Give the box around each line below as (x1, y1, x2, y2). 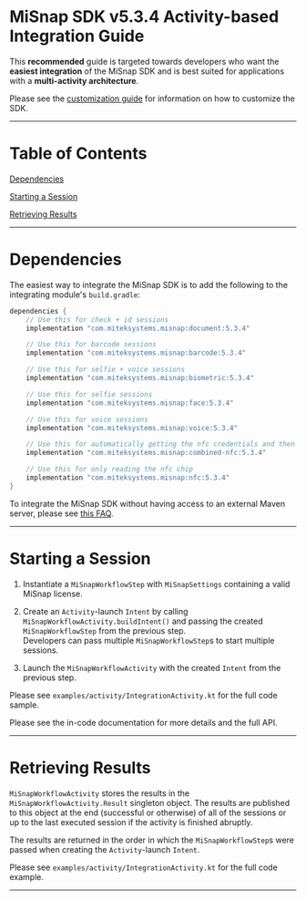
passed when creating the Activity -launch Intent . (9, 843, 200, 854)
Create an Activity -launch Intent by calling (22, 605, 189, 616)
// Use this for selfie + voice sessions (25, 365, 185, 375)
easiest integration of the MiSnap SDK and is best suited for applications (9, 66, 285, 77)
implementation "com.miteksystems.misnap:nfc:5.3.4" (25, 473, 230, 482)
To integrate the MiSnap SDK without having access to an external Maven (9, 498, 285, 509)
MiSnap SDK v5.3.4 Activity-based (9, 6, 280, 27)
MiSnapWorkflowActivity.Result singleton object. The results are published (9, 797, 291, 808)
